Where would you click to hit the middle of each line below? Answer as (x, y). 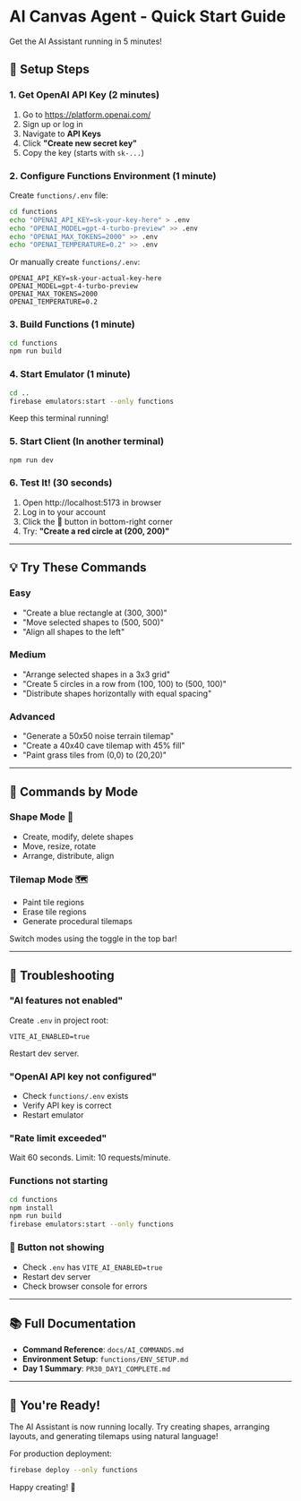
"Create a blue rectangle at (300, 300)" (95, 613)
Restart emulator (53, 1115)
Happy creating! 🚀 (43, 1487)
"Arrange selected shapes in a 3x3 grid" (96, 674)
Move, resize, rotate (59, 846)
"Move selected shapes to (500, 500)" (93, 622)
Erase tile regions (54, 912)
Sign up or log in (52, 124)
